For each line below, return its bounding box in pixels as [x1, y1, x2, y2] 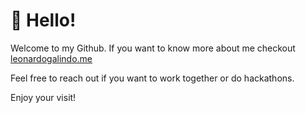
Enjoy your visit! [10, 91, 77, 103]
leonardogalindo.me [10, 52, 93, 64]
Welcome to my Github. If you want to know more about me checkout [10, 42, 296, 54]
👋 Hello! [10, 9, 77, 32]
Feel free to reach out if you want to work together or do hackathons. [10, 72, 295, 84]
